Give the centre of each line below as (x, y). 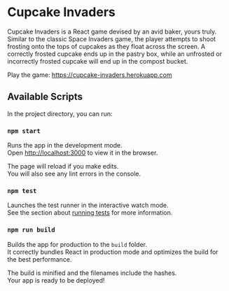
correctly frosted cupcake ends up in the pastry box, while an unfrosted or (115, 54)
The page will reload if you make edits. (63, 166)
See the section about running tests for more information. (90, 213)
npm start (24, 131)
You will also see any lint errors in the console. (74, 174)
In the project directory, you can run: (60, 113)
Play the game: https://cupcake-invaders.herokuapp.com (90, 75)
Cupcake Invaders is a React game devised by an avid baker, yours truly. (112, 31)
